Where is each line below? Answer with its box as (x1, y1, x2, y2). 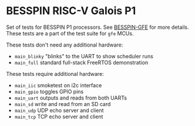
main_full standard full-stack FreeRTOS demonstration (14, 59, 149, 66)
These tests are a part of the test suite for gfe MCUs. (6, 29, 134, 37)
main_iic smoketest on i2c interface (14, 81, 102, 89)
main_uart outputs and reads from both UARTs (14, 94, 127, 101)
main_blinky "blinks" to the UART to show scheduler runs (14, 52, 154, 59)
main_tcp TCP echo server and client (14, 113, 103, 120)
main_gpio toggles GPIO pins (14, 88, 84, 95)
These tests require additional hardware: (6, 70, 104, 77)
